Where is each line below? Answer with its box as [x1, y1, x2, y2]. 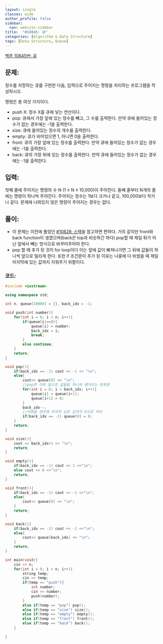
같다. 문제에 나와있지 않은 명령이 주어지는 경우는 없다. [10, 199, 111, 205]
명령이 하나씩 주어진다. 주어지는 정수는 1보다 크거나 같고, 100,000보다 [14, 193, 146, 199]
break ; [31, 333, 45, 338]
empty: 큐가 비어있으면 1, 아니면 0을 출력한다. [12, 133, 99, 139]
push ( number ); [31, 593, 60, 599]
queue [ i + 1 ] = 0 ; [31, 396, 64, 401]
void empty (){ [5, 459, 34, 464]
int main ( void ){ [5, 557, 38, 562]
